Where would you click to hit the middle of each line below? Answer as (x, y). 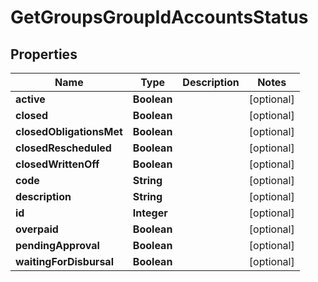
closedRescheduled (63, 148)
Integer (150, 213)
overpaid (37, 229)
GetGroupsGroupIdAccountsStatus (159, 17)
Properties (44, 54)
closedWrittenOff (57, 164)
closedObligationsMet (69, 131)
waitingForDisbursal (64, 261)
